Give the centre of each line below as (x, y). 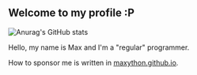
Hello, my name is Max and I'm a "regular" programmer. (99, 47)
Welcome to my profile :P (71, 13)
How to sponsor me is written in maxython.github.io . (93, 62)
